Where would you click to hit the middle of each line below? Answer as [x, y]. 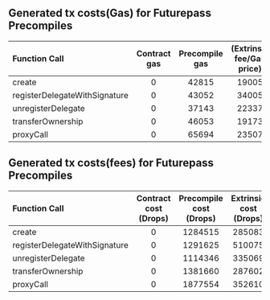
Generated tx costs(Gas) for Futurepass [110, 13]
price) [250, 68]
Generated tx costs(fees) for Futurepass [111, 163]
